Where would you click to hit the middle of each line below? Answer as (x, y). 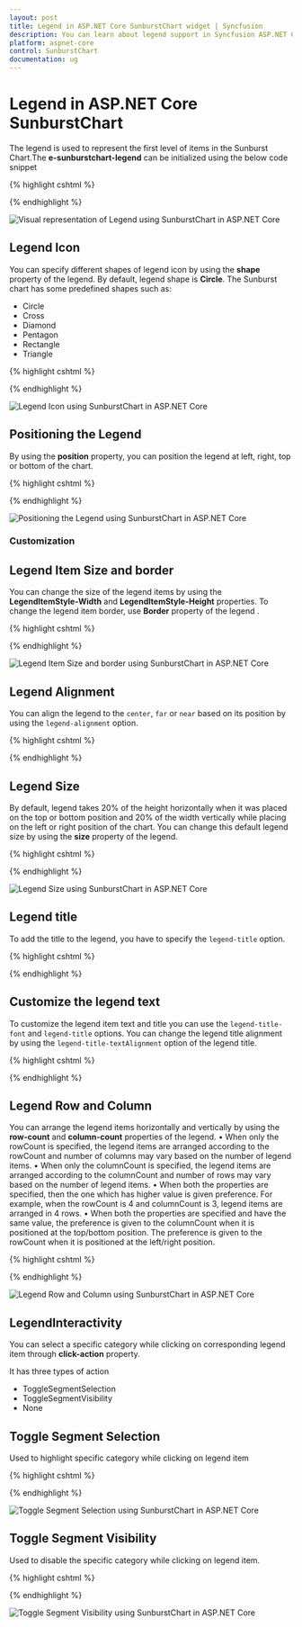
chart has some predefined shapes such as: (91, 288)
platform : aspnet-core (52, 43)
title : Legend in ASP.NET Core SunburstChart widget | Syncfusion (136, 26)
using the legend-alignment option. (74, 723)
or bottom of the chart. (51, 465)
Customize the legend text (84, 1002)
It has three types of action (59, 1371)
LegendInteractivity (66, 1322)
